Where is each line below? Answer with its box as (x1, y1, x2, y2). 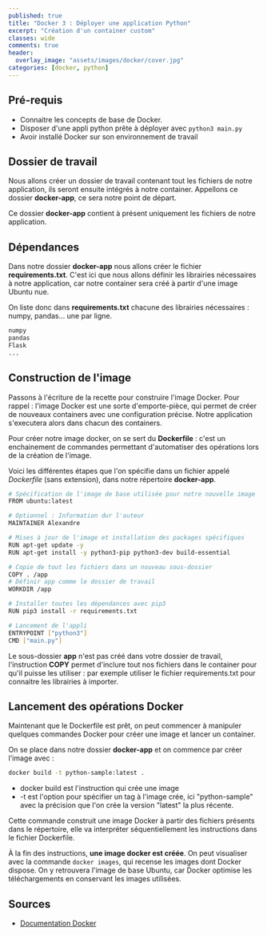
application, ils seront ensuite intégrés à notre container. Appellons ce (8, 185, 238, 195)
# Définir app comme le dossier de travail (8, 578, 156, 586)
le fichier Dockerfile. (8, 833, 75, 843)
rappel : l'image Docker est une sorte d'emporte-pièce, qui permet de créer (8, 401, 257, 411)
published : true (8, 11, 62, 20)
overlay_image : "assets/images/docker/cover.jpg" (15, 57, 184, 65)
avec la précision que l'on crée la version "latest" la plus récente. (19, 801, 234, 810)
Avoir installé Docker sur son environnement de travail (19, 131, 198, 141)
